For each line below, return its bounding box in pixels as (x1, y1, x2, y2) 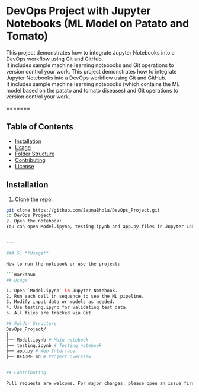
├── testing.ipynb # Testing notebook (6, 343, 102, 349)
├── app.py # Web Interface (6, 348, 76, 354)
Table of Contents (6, 122, 74, 132)
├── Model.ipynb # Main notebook (6, 337, 89, 343)
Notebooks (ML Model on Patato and (6, 17, 190, 30)
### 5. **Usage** (6, 250, 49, 256)
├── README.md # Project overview (6, 354, 92, 360)
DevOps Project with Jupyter (6, 4, 151, 18)
